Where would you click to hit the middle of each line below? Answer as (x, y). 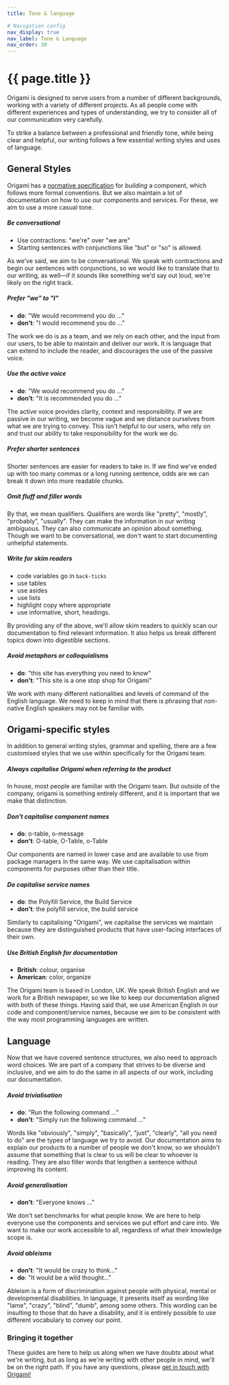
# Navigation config (37, 26)
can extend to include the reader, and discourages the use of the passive (110, 351)
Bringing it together (40, 1338)
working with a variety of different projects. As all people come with (103, 105)
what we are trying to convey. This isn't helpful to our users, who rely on (109, 426)
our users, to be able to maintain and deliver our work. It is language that (109, 343)
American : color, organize (54, 977)
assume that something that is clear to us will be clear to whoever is (103, 1155)
